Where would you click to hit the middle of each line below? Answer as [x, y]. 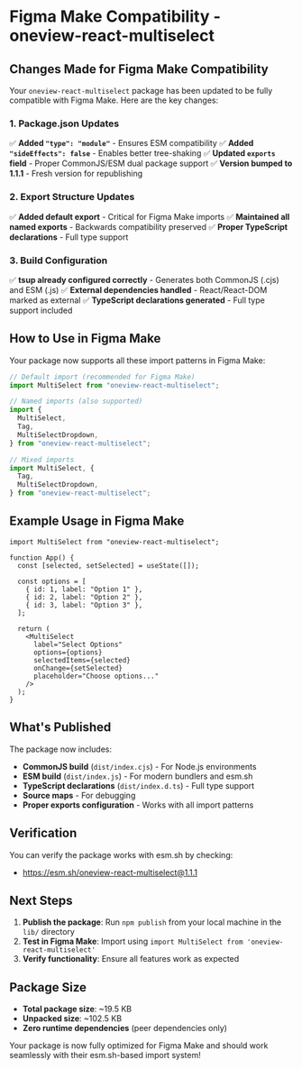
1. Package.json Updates [64, 123]
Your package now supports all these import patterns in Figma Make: [137, 360]
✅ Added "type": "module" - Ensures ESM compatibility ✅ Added [132, 143]
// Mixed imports [42, 460]
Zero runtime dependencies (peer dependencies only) [125, 1028]
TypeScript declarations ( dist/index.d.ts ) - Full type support [138, 785]
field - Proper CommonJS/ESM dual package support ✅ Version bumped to [151, 163]
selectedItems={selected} [82, 660]
